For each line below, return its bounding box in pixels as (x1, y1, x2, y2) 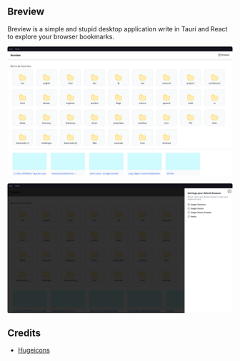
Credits (7, 327, 41, 339)
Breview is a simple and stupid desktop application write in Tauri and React (7, 24, 228, 33)
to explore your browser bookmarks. (7, 32, 114, 41)
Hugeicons (17, 346, 50, 355)
